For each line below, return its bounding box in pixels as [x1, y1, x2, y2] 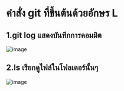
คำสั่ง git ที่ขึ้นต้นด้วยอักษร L [6, 6, 118, 20]
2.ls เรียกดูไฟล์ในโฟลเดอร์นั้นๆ [6, 63, 99, 73]
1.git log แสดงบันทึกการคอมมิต [6, 30, 102, 40]
